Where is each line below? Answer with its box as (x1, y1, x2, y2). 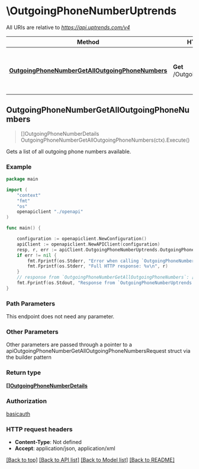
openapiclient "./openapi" (17, 209, 84, 215)
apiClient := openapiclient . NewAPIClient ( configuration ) (17, 241, 161, 247)
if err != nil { (17, 252, 57, 259)
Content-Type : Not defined (14, 439, 82, 446)
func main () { (6, 225, 41, 231)
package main (6, 176, 38, 182)
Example (6, 162, 32, 171)
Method (76, 37, 99, 46)
